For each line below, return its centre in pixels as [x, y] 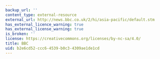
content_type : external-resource [41, 15]
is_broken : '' [21, 34]
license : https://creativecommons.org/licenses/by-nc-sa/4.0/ [73, 39]
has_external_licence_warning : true [44, 24]
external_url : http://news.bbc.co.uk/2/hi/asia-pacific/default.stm [80, 19]
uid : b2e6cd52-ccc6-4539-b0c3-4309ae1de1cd [53, 48]
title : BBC [17, 44]
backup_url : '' [22, 10]
